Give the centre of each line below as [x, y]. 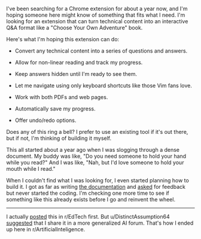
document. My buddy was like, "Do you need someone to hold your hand [96, 156]
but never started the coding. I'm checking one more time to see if [88, 193]
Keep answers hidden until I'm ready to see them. [76, 74]
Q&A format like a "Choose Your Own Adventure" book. [74, 27]
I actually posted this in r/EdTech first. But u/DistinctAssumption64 [88, 217]
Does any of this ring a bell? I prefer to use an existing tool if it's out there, [97, 132]
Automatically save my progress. [55, 109]
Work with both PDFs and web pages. [61, 97]
